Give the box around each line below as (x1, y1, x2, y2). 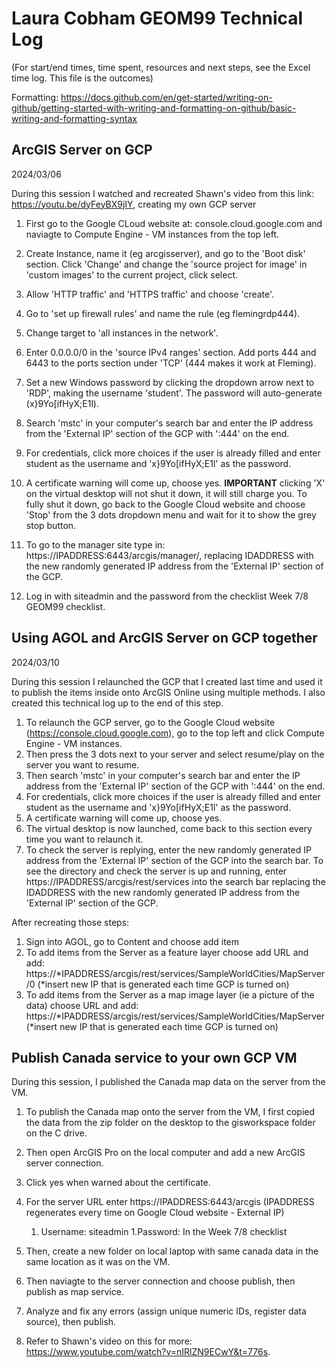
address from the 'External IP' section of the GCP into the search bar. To (25, 854, 324, 866)
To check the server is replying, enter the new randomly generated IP (25, 843, 312, 856)
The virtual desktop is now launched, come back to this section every (25, 822, 313, 834)
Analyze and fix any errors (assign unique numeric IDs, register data (25, 1305, 307, 1317)
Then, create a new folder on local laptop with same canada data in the (25, 1245, 319, 1257)
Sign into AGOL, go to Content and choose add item (25, 935, 240, 947)
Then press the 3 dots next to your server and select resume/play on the (25, 748, 325, 760)
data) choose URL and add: (25, 999, 139, 1011)
